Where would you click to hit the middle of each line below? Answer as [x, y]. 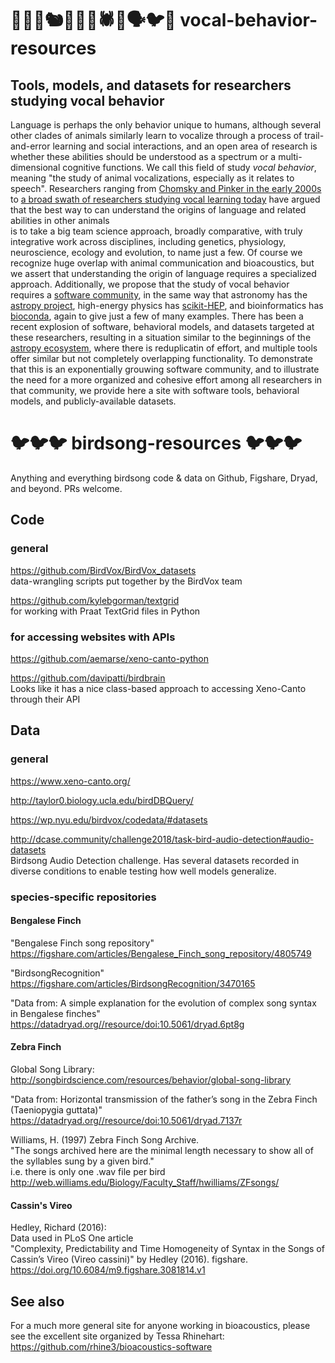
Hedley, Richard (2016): [58, 1228]
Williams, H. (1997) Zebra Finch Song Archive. [105, 1139]
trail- [314, 135]
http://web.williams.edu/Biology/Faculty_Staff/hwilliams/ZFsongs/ [145, 1182]
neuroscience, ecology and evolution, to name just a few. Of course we [156, 252]
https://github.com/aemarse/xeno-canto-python [109, 658]
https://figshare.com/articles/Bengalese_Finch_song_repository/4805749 [161, 953]
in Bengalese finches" [55, 1013]
